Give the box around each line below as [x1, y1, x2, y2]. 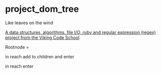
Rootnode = [5, 44, 29, 50]
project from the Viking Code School [5, 35, 80, 40]
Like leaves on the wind [5, 20, 54, 26]
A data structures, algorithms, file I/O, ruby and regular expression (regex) [5, 29, 156, 35]
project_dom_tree [5, 3, 79, 15]
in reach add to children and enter [5, 53, 74, 60]
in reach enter [5, 63, 34, 69]
